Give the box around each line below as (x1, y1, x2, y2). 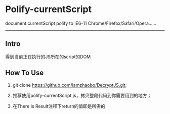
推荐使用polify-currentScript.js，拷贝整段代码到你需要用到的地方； (12, 92, 152, 98)
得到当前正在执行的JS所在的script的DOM (5, 53, 91, 60)
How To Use (5, 69, 44, 77)
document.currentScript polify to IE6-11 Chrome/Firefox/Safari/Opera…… (5, 20, 157, 26)
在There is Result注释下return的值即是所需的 (12, 103, 105, 109)
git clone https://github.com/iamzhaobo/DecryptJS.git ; (12, 82, 127, 88)
